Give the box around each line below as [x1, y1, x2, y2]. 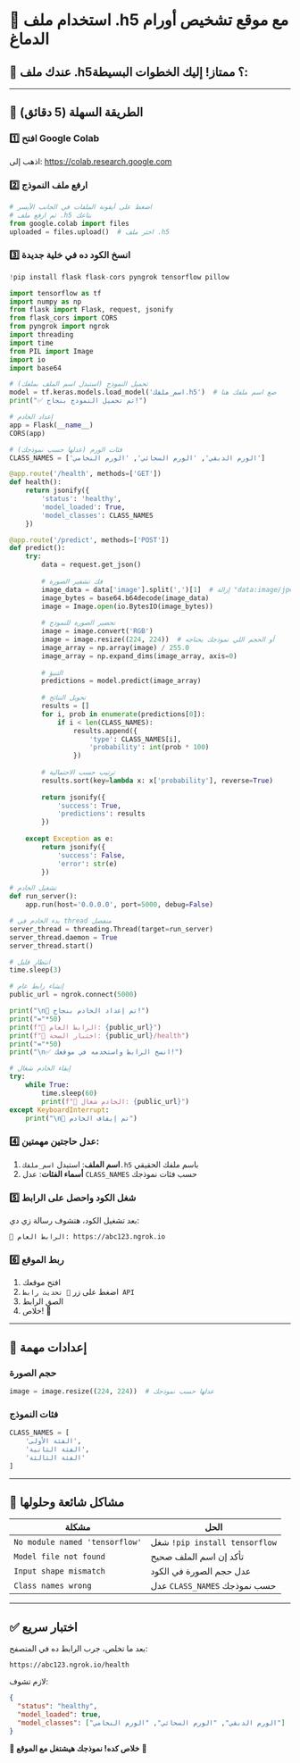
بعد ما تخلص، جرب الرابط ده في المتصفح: [9, 1643, 148, 1654]
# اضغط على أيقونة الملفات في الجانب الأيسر [9, 202, 153, 211]
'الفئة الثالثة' [25, 1453, 87, 1462]
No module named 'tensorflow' [13, 1537, 143, 1548]
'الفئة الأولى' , [25, 1437, 82, 1446]
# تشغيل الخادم [9, 883, 57, 893]
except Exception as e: [25, 834, 114, 844]
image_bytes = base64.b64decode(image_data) [41, 593, 210, 603]
